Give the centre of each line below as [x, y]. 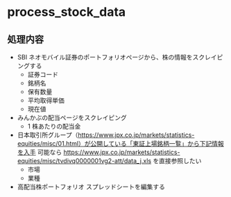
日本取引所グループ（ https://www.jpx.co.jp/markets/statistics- [106, 135]
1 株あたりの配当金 [54, 126]
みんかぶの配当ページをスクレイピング [72, 118]
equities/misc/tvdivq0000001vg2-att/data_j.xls [84, 161]
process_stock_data [67, 12]
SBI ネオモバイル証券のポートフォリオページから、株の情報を [105, 57]
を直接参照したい [177, 161]
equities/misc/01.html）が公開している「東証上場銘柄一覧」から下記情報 [120, 143]
